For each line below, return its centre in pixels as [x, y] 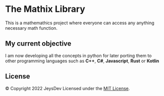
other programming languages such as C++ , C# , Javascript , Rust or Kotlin [82, 61]
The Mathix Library [45, 9]
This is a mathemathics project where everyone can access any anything [80, 23]
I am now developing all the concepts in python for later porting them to [79, 55]
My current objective [38, 44]
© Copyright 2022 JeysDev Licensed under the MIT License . [68, 88]
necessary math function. [31, 28]
